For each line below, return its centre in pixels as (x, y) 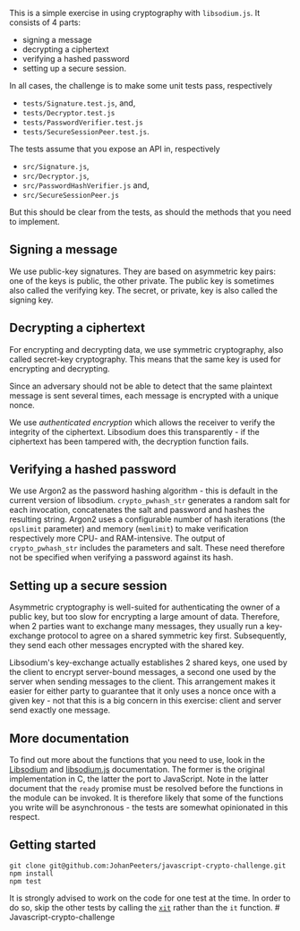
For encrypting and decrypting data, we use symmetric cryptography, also (146, 349)
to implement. (34, 222)
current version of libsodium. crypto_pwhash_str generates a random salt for (150, 500)
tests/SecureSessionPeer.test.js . (86, 132)
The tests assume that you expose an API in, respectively (115, 149)
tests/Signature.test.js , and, (79, 103)
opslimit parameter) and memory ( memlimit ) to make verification (129, 529)
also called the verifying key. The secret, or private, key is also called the (143, 290)
